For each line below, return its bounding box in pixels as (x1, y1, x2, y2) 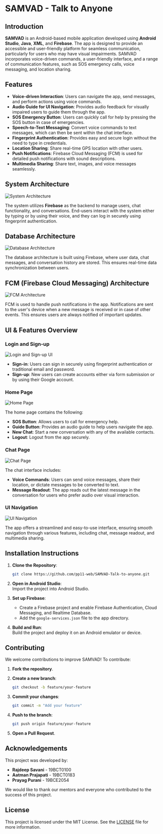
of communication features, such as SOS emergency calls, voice (5, 61, 135, 67)
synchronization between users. (5, 265, 70, 271)
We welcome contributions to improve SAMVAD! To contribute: (5, 656, 131, 662)
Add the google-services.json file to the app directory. (19, 615, 129, 621)
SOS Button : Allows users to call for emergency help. (12, 419, 119, 425)
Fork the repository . (12, 666, 54, 672)
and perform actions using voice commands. (12, 99, 102, 104)
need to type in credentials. (12, 140, 67, 146)
